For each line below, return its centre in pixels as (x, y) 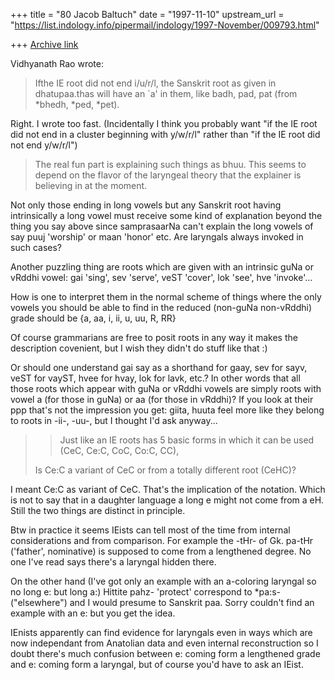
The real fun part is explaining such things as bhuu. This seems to (170, 164)
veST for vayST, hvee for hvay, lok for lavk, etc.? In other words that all (155, 378)
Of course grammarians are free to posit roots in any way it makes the (154, 337)
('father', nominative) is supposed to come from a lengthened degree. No (161, 551)
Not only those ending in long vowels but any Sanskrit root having (146, 205)
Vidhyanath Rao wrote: (57, 63)
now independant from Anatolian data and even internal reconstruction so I (164, 643)
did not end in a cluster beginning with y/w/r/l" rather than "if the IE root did (165, 134)
